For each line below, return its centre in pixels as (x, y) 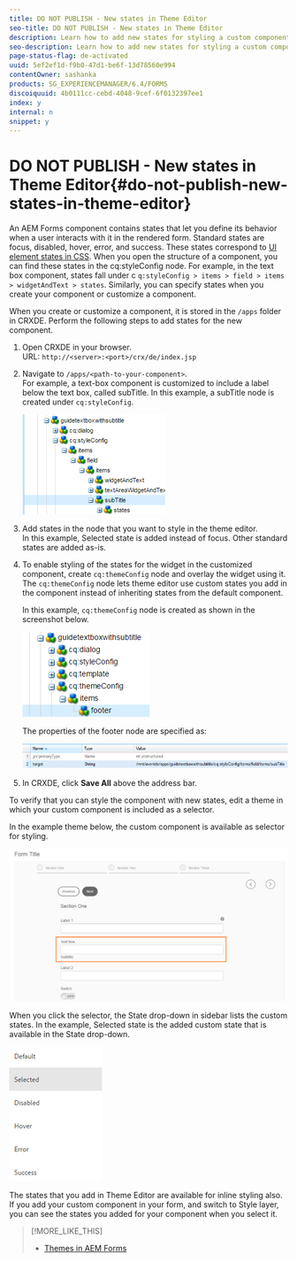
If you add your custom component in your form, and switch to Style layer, (144, 1204)
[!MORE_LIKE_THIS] (67, 1231)
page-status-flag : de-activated (69, 56)
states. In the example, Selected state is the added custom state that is (138, 1025)
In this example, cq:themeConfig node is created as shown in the (138, 610)
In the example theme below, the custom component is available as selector (147, 827)
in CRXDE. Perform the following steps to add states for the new (126, 321)
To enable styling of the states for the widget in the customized (137, 565)
